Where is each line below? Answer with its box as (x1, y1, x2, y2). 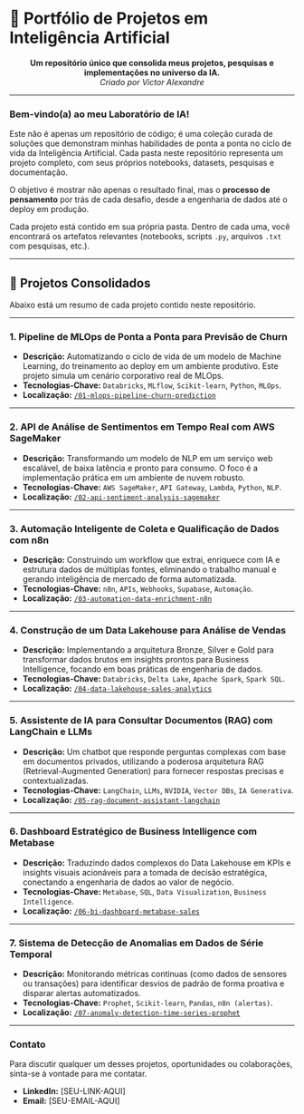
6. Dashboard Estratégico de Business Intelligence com (9, 825, 258, 838)
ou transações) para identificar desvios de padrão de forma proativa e (22, 978, 285, 989)
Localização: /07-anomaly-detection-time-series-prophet (22, 1007, 241, 1018)
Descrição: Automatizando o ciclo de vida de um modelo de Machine (22, 351, 282, 362)
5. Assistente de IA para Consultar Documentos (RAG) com (9, 714, 273, 727)
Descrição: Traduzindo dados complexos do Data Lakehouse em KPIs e (22, 857, 291, 868)
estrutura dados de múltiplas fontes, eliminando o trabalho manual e (22, 564, 278, 575)
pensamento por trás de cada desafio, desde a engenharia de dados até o (9, 194, 288, 205)
